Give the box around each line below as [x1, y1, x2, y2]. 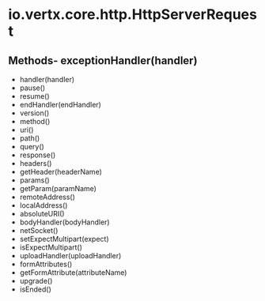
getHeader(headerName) [19, 167, 103, 176]
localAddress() [19, 201, 68, 210]
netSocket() [19, 226, 59, 235]
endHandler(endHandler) [19, 100, 101, 109]
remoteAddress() [19, 192, 75, 201]
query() [19, 142, 45, 151]
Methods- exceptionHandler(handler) [8, 54, 198, 67]
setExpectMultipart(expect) [19, 235, 109, 243]
